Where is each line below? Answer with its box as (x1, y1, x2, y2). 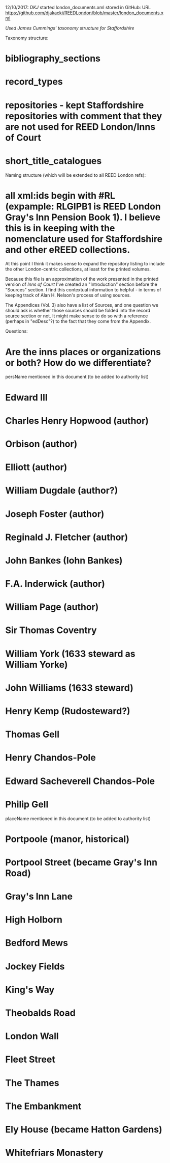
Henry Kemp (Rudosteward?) (5, 706, 130, 717)
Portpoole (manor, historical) (5, 833, 130, 845)
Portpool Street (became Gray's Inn (5, 856, 158, 868)
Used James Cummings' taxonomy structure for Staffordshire (5, 25, 134, 31)
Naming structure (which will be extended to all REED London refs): (5, 172, 146, 178)
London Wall (5, 1031, 59, 1042)
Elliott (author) (5, 462, 67, 473)
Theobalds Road (5, 1007, 76, 1018)
